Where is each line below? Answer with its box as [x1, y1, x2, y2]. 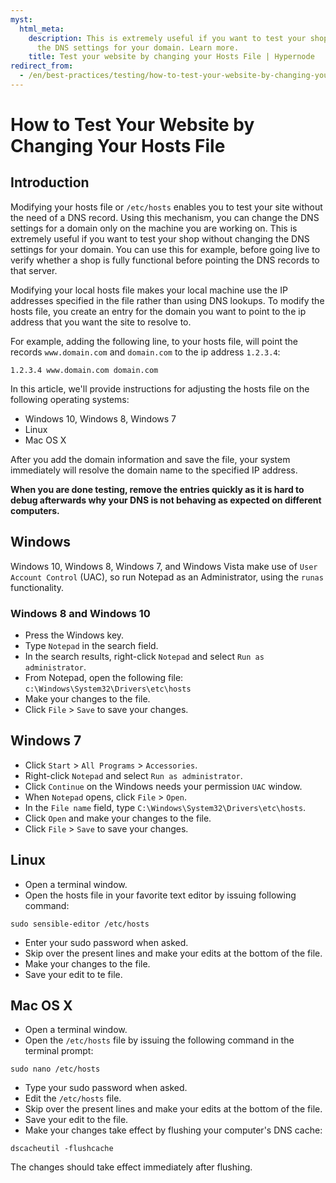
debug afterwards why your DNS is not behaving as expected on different [10, 494, 322, 506]
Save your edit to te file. [24, 968, 123, 980]
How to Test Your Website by [10, 114, 255, 136]
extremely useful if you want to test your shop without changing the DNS [10, 232, 310, 245]
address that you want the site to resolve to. [10, 316, 192, 328]
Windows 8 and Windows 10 [10, 606, 151, 620]
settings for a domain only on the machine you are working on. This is [10, 222, 298, 234]
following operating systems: [10, 393, 130, 405]
